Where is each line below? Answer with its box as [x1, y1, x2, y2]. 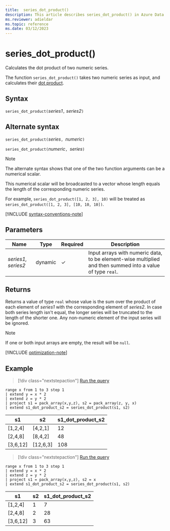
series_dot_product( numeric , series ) [5, 146, 85, 152]
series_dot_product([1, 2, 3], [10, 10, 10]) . [5, 201, 104, 207]
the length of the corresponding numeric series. [5, 186, 105, 192]
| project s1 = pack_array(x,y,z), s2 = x [5, 477, 96, 482]
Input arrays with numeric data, [88, 249, 162, 256]
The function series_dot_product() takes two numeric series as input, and [5, 74, 160, 81]
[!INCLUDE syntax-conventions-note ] [5, 211, 83, 217]
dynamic [35, 258, 57, 265]
